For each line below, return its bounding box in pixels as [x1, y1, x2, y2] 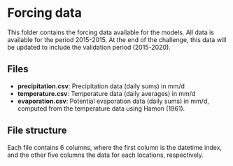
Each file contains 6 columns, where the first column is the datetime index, [7, 143, 223, 151]
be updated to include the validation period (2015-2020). [7, 43, 171, 51]
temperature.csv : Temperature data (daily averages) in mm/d [17, 89, 196, 97]
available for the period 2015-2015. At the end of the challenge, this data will [7, 35, 227, 43]
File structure [7, 125, 67, 137]
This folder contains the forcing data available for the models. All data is [7, 28, 215, 36]
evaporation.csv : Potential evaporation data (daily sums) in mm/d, [17, 97, 210, 105]
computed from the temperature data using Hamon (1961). [17, 104, 185, 113]
